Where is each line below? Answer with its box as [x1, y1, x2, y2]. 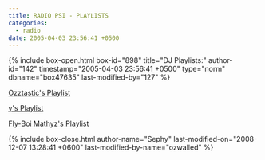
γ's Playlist [8, 103, 44, 113]
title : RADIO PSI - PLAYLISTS [8, 11, 109, 20]
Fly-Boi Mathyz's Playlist [8, 119, 89, 128]
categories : [8, 19, 48, 27]
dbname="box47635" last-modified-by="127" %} [8, 72, 171, 82]
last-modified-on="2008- [172, 135, 258, 144]
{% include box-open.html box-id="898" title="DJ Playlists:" [8, 56, 207, 65]
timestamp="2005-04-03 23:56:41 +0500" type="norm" [38, 64, 226, 74]
